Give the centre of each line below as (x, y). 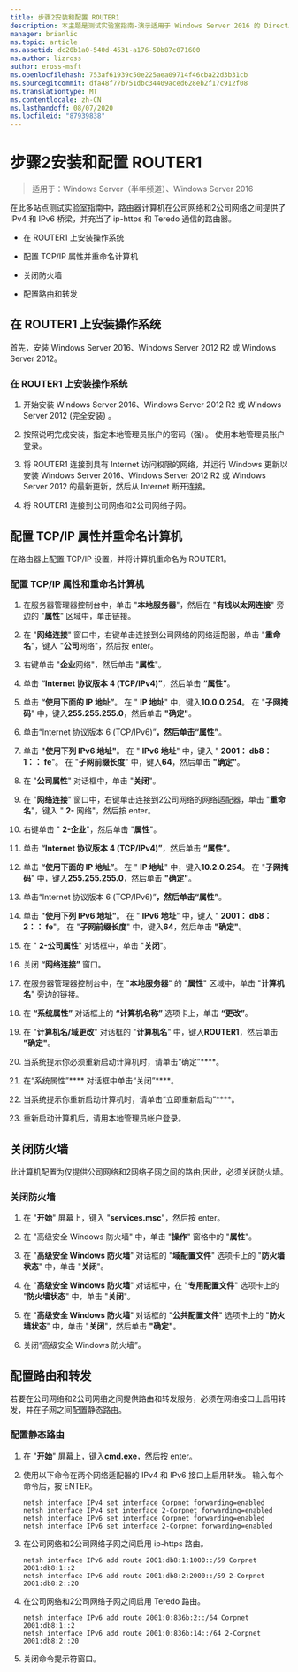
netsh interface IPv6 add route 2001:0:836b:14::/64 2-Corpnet (142, 1633)
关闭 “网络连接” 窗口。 (64, 965)
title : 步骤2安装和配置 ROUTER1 (65, 17)
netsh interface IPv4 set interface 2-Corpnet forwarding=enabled (148, 1510)
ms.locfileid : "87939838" (57, 116)
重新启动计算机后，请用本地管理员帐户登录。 (104, 1118)
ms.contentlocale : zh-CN (56, 100)
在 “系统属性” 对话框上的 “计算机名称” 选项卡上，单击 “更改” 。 (138, 1013)
